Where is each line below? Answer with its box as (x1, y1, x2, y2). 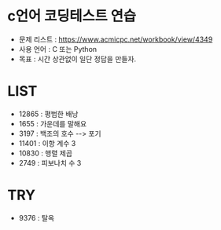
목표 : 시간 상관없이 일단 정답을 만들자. (18, 54, 137, 64)
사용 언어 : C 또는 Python (18, 44, 98, 53)
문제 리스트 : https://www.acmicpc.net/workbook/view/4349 (18, 35, 213, 44)
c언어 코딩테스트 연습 (7, 7, 137, 25)
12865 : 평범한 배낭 (18, 109, 79, 119)
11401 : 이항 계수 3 (18, 138, 76, 148)
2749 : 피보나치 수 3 (18, 158, 82, 167)
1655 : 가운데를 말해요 (18, 119, 87, 128)
